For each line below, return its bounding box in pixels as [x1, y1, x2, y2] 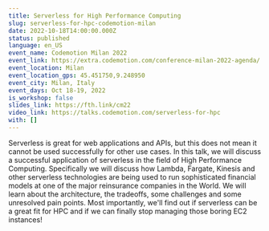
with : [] [8, 116, 38, 124]
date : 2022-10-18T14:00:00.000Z [8, 26, 116, 34]
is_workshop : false [8, 94, 74, 102]
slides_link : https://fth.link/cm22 [8, 101, 131, 109]
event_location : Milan [8, 64, 84, 72]
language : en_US [8, 42, 63, 50]
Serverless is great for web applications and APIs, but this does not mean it [8, 138, 257, 148]
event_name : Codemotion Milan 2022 [8, 49, 128, 57]
